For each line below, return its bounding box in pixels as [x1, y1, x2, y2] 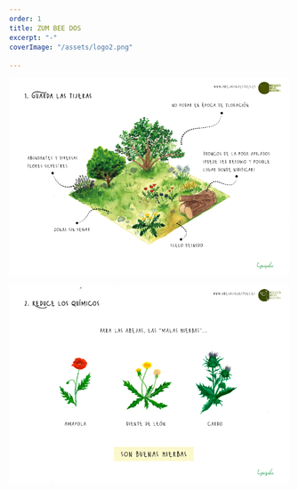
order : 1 [9, 14, 42, 23]
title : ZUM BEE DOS [9, 23, 82, 33]
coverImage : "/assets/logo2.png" [9, 43, 133, 52]
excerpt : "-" [9, 33, 58, 42]
